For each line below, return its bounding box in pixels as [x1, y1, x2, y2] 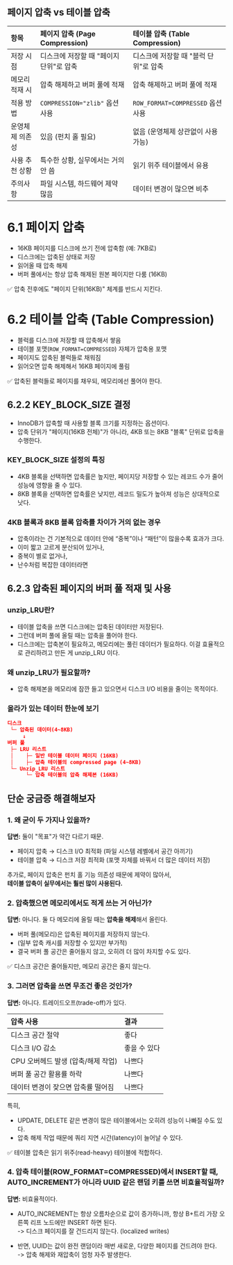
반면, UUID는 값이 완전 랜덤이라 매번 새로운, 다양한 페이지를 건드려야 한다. [17, 1241, 217, 1250]
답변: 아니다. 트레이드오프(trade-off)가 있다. [7, 998, 127, 1007]
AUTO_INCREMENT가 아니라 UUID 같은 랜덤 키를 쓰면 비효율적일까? [7, 1177, 225, 1187]
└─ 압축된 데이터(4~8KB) [10, 727, 74, 734]
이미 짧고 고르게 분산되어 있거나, [17, 543, 105, 552]
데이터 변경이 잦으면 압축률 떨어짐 [10, 1082, 114, 1092]
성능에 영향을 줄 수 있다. [17, 481, 83, 489]
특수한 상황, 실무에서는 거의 [40, 155, 125, 165]
